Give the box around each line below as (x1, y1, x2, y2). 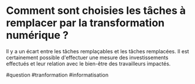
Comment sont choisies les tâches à (6, 4, 186, 17)
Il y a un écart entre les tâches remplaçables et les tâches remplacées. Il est (6, 48, 189, 54)
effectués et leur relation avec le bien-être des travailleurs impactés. (6, 60, 171, 67)
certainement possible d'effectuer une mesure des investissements (6, 54, 169, 61)
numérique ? (6, 29, 69, 42)
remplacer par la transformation (6, 16, 165, 30)
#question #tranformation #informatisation (6, 71, 109, 78)
